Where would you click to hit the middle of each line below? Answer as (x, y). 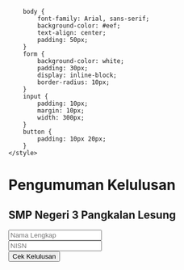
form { (34, 54)
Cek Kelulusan (34, 256)
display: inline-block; (77, 75)
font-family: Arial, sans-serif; (94, 19)
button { (38, 132)
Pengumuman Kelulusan (92, 185)
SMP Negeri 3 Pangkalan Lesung (92, 215)
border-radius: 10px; (74, 82)
